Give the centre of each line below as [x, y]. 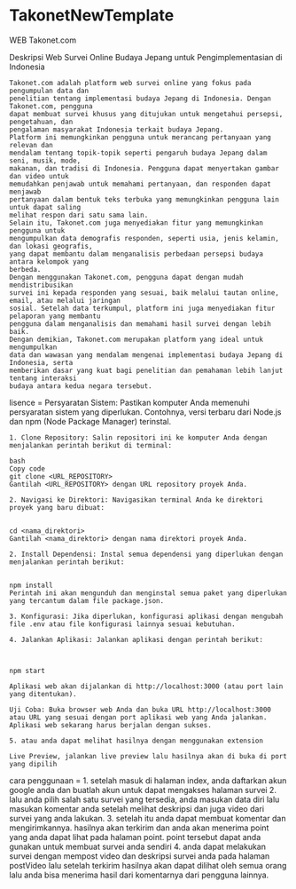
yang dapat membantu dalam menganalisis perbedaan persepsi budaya [136, 254]
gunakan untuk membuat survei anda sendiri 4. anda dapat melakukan [137, 846]
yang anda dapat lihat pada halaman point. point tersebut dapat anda [135, 837]
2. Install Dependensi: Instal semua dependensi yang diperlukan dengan [146, 554]
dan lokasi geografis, [51, 246]
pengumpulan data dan [49, 91]
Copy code [27, 468]
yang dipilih [33, 764]
